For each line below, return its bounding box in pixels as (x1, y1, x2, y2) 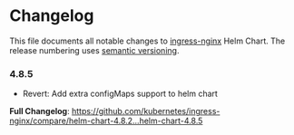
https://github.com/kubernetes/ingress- (71, 106, 220, 117)
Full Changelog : (9, 106, 70, 117)
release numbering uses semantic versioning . (9, 44, 180, 55)
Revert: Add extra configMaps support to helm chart (22, 88, 218, 100)
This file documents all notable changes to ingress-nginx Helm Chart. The (9, 35, 286, 46)
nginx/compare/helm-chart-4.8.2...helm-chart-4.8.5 (9, 115, 203, 127)
